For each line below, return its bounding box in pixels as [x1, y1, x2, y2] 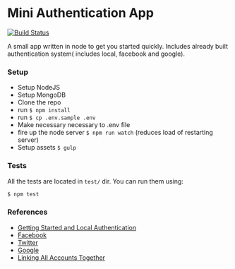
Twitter [17, 238, 39, 246]
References [7, 207, 48, 217]
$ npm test [7, 191, 40, 198]
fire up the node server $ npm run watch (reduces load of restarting [17, 128, 213, 137]
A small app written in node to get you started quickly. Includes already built [7, 42, 228, 50]
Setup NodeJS [17, 83, 60, 92]
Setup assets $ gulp [17, 143, 76, 152]
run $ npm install [17, 106, 71, 114]
